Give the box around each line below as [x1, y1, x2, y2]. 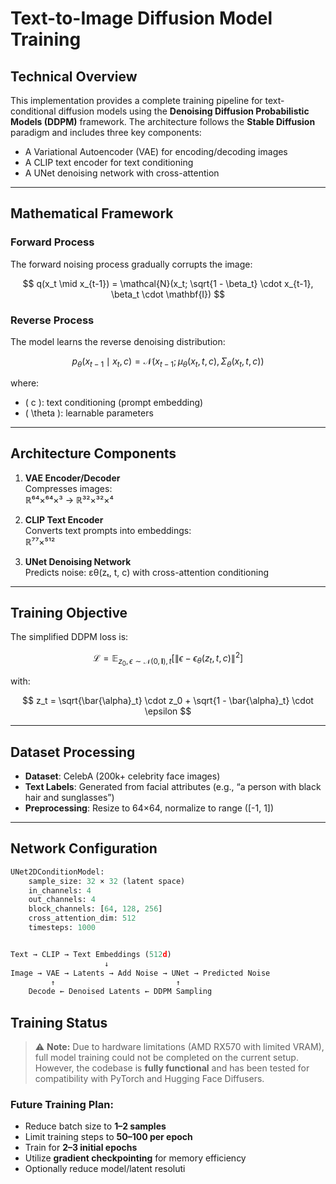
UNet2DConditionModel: [10, 867, 105, 877]
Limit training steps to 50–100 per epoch [24, 1131, 193, 1143]
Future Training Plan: [10, 1098, 114, 1112]
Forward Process [10, 235, 95, 249]
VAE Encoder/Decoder [24, 472, 121, 484]
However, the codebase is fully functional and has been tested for [34, 1062, 310, 1074]
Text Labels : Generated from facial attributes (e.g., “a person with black [24, 781, 322, 792]
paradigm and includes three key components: [10, 127, 202, 138]
